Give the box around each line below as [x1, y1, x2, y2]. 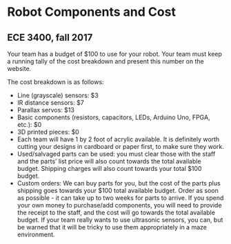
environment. [17, 230, 55, 238]
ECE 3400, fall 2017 [7, 32, 93, 43]
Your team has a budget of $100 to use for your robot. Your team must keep [7, 50, 223, 58]
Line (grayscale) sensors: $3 [17, 91, 99, 99]
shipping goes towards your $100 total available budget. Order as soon [17, 187, 219, 194]
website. [7, 65, 32, 72]
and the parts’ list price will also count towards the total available [17, 157, 201, 165]
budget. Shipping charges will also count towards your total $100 [17, 165, 202, 172]
